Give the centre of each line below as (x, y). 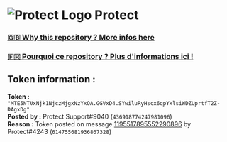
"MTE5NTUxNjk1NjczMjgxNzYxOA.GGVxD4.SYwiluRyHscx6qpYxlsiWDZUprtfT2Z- (114, 103)
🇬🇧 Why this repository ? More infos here (81, 38)
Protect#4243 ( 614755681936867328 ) (60, 131)
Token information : (51, 79)
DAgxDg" (19, 109)
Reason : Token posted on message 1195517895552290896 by (99, 124)
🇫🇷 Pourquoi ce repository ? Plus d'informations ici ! (100, 57)
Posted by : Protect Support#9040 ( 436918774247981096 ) (90, 116)
